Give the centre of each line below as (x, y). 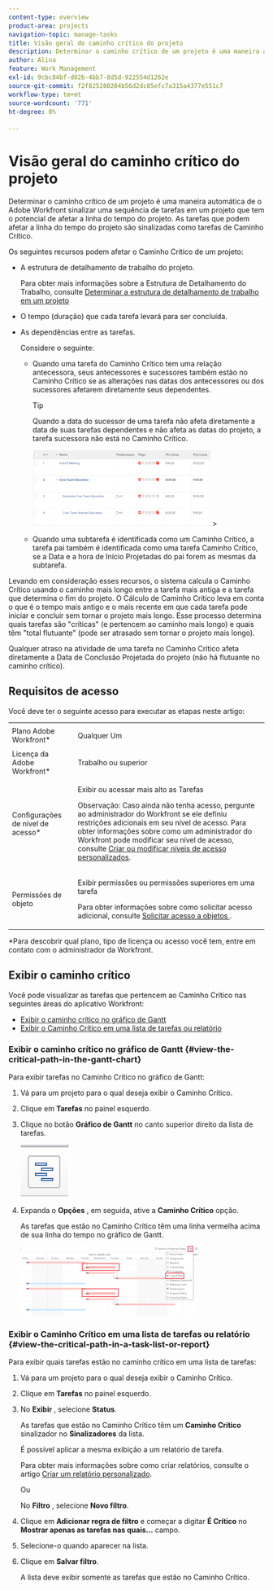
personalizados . (104, 857)
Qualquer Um (100, 735)
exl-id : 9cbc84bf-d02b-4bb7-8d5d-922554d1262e (89, 77)
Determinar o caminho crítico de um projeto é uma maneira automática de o (135, 201)
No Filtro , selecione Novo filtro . (74, 1505)
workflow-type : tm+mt (45, 94)
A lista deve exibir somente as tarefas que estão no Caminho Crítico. (135, 1577)
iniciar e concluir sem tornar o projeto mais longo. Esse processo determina (135, 615)
